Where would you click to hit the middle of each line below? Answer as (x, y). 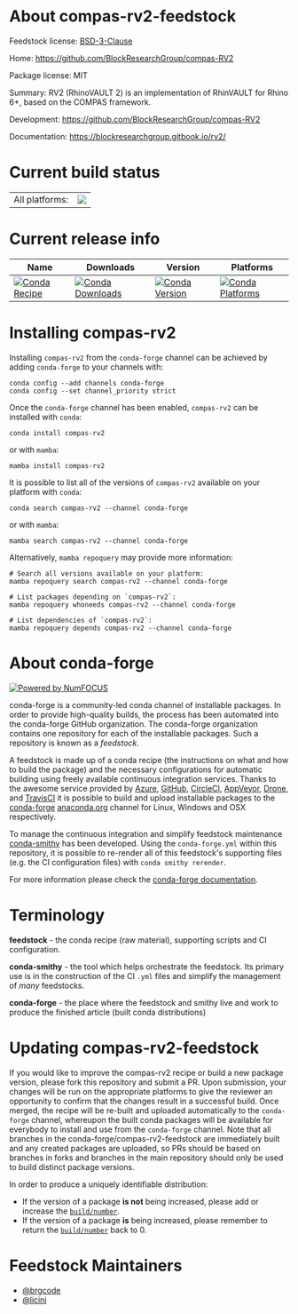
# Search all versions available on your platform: (106, 573)
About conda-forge (82, 663)
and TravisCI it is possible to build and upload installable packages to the (142, 798)
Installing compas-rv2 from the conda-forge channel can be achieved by (138, 357)
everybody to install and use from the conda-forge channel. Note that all (140, 1129)
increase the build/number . (71, 1211)
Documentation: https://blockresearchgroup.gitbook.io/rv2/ (118, 136)
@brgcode (41, 1290)
